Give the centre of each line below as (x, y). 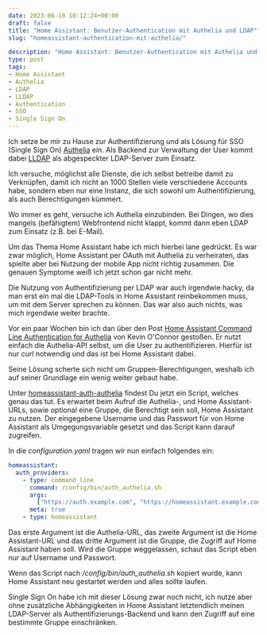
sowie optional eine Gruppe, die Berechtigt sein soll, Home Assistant (141, 410)
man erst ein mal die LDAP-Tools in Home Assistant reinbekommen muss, (128, 296)
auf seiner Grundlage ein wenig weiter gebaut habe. (93, 378)
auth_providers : (42, 473)
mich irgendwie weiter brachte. (59, 313)
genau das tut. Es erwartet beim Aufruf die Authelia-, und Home (112, 401)
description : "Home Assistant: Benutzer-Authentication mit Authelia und (133, 53)
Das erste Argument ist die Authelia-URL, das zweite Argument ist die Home (133, 532)
